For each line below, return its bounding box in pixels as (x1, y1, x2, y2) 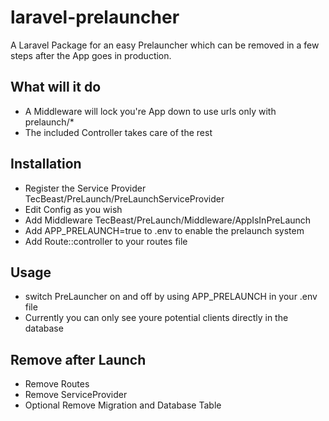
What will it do (10, 79, 102, 96)
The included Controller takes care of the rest (24, 126, 213, 138)
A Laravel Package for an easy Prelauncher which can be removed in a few (10, 39, 320, 51)
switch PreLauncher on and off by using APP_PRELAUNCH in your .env (24, 291, 318, 303)
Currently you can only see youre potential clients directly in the (24, 312, 289, 324)
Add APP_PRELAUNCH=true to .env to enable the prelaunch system (24, 224, 305, 236)
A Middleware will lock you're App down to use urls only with (24, 105, 277, 117)
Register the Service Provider (24, 182, 147, 194)
